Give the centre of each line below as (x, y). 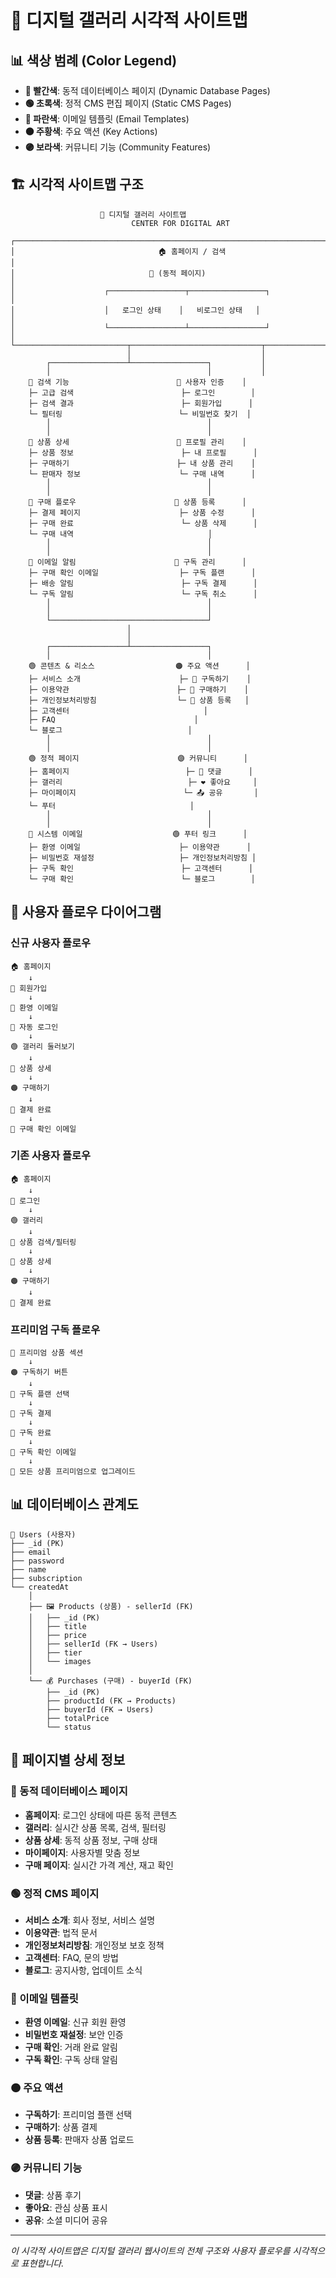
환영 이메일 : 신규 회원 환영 (75, 2022)
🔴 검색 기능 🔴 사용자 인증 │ (137, 382)
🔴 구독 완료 (31, 1433)
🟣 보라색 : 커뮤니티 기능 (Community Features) (118, 147)
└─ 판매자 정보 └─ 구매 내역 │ (142, 474)
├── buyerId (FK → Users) (100, 1709)
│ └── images (60, 1661)
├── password (37, 1561)
